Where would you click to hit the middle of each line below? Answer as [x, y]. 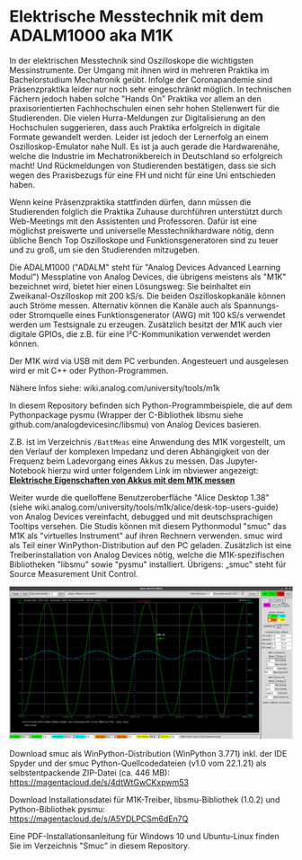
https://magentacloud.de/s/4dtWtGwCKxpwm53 [99, 783]
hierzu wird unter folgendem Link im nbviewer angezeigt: [153, 470]
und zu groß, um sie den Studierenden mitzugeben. [105, 250]
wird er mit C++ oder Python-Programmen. [89, 370]
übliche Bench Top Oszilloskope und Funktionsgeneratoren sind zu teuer [144, 240]
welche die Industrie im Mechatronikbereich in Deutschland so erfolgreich [146, 155]
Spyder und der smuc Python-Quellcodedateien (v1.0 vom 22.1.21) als [138, 763]
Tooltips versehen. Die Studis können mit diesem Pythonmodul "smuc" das [148, 526]
